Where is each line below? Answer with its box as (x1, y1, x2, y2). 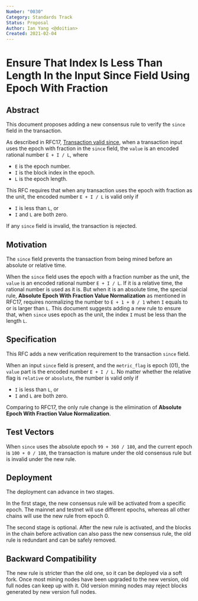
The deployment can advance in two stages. (6, 488, 115, 495)
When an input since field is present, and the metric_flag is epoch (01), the (6, 361, 189, 368)
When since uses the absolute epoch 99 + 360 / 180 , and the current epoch (6, 443, 193, 450)
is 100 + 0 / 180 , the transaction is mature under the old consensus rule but (6, 449, 192, 456)
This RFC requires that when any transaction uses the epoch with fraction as (6, 187, 193, 194)
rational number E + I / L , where (6, 151, 89, 158)
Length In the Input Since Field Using (6, 69, 190, 82)
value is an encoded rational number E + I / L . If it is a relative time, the (6, 279, 183, 287)
